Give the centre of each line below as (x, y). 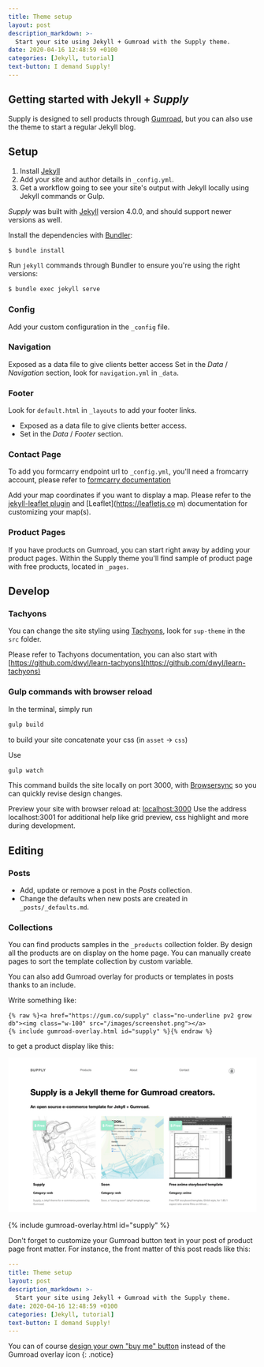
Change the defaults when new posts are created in (104, 899)
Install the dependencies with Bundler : (71, 235)
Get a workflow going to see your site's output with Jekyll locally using (134, 187)
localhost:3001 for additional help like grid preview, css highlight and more (128, 818)
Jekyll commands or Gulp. (62, 196)
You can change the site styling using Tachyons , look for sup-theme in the (127, 631)
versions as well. (35, 219)
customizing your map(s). (50, 512)
